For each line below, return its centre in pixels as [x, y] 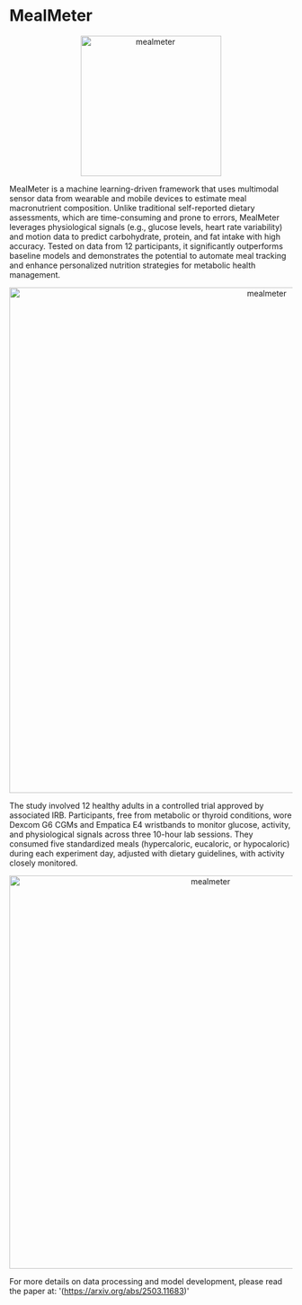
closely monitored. [44, 863]
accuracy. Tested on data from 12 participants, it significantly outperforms [146, 246]
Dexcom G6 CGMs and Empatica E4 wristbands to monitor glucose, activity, [150, 824]
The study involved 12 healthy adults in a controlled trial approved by [137, 805]
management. [35, 274]
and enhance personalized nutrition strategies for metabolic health [133, 265]
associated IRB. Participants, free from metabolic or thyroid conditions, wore [151, 815]
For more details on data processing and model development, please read [146, 1281]
